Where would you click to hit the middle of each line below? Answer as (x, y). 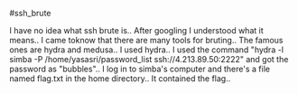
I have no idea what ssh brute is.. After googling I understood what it (136, 30)
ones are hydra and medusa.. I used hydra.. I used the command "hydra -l (147, 50)
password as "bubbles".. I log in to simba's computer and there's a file (140, 69)
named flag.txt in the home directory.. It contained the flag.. (120, 79)
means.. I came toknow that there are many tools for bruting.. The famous (146, 40)
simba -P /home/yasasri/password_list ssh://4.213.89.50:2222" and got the (149, 59)
